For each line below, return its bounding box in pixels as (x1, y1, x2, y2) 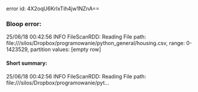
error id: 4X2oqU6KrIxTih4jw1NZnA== (6, 5, 100, 12)
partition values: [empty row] (30, 46, 101, 53)
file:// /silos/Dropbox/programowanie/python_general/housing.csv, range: (6, 40, 186, 47)
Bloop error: (6, 20, 42, 28)
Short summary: (6, 59, 48, 66)
